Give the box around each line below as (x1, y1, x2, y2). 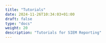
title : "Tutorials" (5, 7, 46, 12)
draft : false (5, 16, 32, 21)
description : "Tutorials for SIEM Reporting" (5, 30, 101, 35)
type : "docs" (5, 21, 32, 26)
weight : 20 (5, 26, 28, 31)
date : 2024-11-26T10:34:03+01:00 (5, 12, 75, 17)
